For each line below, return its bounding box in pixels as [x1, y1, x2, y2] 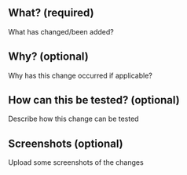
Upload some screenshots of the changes [8, 158, 144, 167]
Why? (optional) [8, 50, 89, 64]
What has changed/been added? [8, 27, 114, 36]
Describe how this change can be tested [8, 114, 139, 124]
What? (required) [8, 6, 94, 20]
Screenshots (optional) [8, 137, 123, 150]
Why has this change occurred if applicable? [8, 71, 153, 80]
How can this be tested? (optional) [8, 93, 181, 107]
